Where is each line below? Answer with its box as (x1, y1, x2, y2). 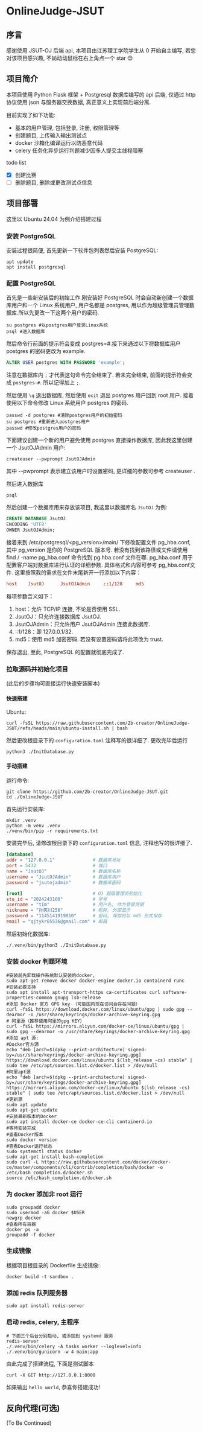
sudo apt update (6, 1102, 47, 1108)
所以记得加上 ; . (43, 379, 81, 386)
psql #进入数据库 (6, 329, 45, 335)
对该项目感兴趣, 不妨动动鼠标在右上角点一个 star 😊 (6, 54, 133, 62)
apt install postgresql (6, 264, 66, 270)
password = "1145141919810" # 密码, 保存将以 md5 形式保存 (6, 913, 162, 919)
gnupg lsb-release (54, 994, 101, 1001)
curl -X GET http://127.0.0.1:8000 (6, 1372, 96, 1378)
